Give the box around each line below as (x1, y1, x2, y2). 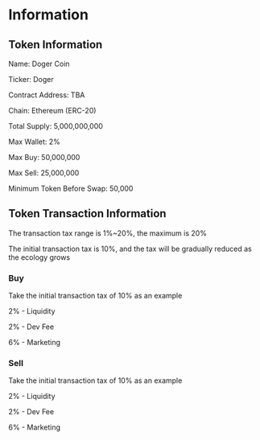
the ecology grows (8, 252, 71, 262)
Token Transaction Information (8, 207, 167, 220)
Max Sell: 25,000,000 (8, 168, 80, 178)
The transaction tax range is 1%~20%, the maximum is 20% (8, 228, 208, 238)
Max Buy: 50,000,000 (8, 153, 80, 162)
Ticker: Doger (8, 75, 54, 84)
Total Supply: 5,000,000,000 (8, 121, 103, 130)
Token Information (8, 38, 103, 51)
